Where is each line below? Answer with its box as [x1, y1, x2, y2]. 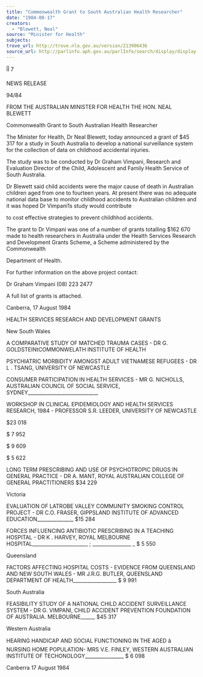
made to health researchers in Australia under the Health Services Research [6, 232, 196, 239]
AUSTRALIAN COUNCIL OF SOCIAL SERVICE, [6, 382, 121, 389]
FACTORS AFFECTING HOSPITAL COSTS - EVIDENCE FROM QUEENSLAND [6, 563, 196, 571]
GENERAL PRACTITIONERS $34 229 [6, 479, 98, 486]
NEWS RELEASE [6, 80, 47, 87]
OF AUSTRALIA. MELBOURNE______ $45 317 [6, 613, 117, 620]
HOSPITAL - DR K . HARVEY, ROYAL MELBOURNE [6, 533, 131, 541]
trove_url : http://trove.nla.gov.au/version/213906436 [6, 43, 148, 49]
